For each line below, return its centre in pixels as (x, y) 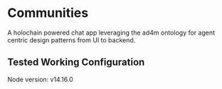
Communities (48, 13)
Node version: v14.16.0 (40, 79)
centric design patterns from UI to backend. (72, 40)
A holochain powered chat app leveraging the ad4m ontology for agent (111, 32)
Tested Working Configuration (76, 63)
